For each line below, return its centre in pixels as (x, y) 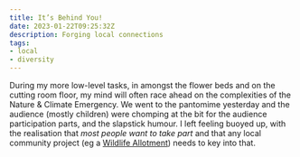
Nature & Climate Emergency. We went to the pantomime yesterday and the (150, 104)
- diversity (32, 60)
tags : (19, 43)
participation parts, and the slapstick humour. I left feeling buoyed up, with (148, 124)
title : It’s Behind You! (56, 18)
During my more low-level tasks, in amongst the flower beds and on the (142, 85)
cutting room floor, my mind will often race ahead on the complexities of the (150, 95)
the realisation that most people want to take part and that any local (136, 133)
